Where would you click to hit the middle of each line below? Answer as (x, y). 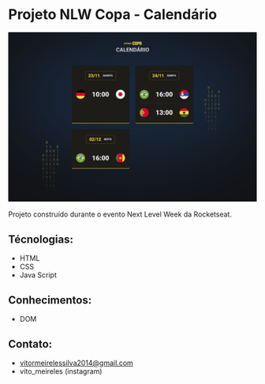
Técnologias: (41, 239)
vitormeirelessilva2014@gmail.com (77, 363)
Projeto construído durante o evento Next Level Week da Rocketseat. (120, 214)
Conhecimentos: (50, 300)
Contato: (30, 344)
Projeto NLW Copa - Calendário (113, 15)
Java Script (38, 275)
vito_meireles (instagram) (61, 371)
